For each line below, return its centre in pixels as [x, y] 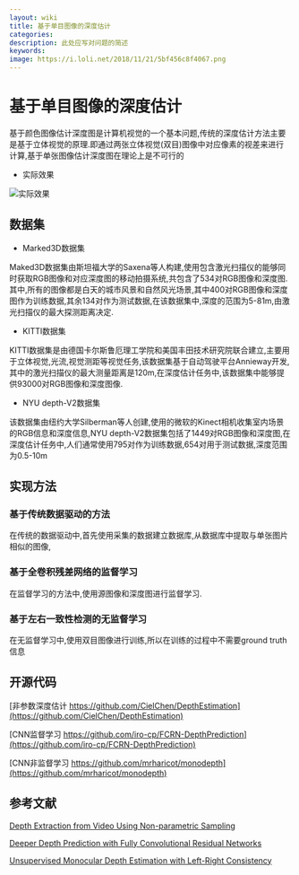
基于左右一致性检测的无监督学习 [78, 618]
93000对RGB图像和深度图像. [70, 383]
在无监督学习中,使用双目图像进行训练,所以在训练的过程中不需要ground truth [149, 640]
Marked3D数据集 [53, 248]
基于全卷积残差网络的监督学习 [74, 573]
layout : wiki [34, 17]
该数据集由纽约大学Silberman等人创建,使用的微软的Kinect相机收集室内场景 [147, 422]
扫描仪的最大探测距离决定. [65, 311]
